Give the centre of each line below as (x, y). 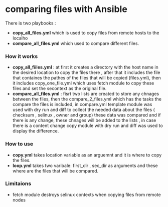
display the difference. (36, 131)
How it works (22, 56)
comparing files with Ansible (66, 9)
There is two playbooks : (31, 23)
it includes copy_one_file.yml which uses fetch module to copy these (83, 83)
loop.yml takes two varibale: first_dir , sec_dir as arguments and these (85, 165)
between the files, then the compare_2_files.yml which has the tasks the (87, 99)
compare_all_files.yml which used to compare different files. (76, 43)
